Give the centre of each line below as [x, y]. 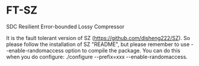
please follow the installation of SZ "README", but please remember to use [98, 44]
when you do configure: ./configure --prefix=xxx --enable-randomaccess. [97, 57]
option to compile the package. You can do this [123, 50]
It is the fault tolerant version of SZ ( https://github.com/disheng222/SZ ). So [98, 38]
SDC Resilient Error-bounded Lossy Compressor [65, 27]
